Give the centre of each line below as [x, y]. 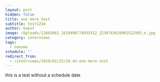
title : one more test [28, 19]
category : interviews [28, 38]
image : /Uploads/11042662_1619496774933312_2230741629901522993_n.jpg [80, 33]
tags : [11, 42]
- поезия [19, 47]
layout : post [19, 10]
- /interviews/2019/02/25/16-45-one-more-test [59, 61]
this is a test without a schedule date [43, 75]
